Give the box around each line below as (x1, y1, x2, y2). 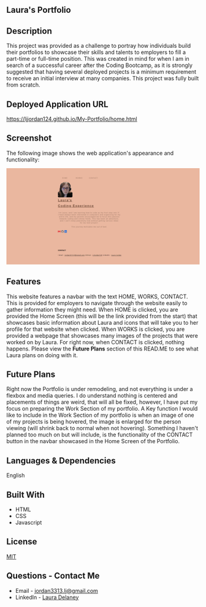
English (6, 472, 25, 479)
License (6, 536, 37, 547)
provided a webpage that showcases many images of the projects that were (6, 331, 198, 339)
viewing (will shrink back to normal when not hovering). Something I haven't (6, 425, 198, 432)
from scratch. (6, 81, 41, 88)
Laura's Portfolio (6, 5, 72, 15)
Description (6, 26, 52, 36)
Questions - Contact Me (6, 571, 100, 581)
